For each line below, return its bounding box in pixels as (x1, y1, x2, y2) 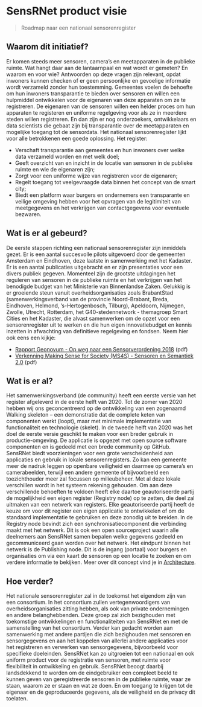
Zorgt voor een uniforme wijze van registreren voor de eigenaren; (14, 172, 178, 179)
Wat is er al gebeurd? (6, 228, 87, 238)
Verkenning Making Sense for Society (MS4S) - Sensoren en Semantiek (14, 352, 194, 359)
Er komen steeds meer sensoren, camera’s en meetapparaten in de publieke (6, 57, 195, 65)
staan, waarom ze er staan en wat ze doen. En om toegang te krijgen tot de (6, 682, 193, 689)
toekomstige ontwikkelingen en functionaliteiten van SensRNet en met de (6, 618, 188, 625)
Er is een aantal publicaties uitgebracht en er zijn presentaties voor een (6, 263, 183, 270)
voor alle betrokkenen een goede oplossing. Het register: (6, 135, 148, 142)
